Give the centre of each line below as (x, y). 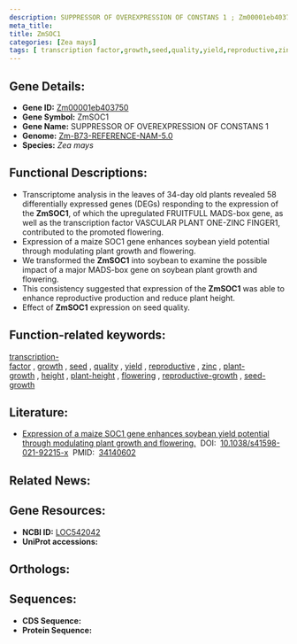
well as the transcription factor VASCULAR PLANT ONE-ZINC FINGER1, (151, 222)
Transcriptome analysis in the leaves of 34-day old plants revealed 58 (149, 194)
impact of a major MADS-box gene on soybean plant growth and (140, 269)
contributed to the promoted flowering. (93, 232)
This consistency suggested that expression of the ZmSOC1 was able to (153, 288)
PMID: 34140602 (104, 453)
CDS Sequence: (52, 620)
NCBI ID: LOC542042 (61, 531)
